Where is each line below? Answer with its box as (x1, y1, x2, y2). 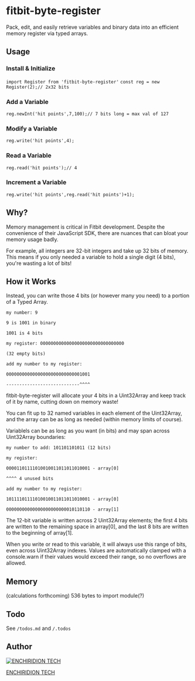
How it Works (6, 277, 56, 287)
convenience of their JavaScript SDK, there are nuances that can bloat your (6, 229, 189, 236)
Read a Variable (6, 152, 52, 160)
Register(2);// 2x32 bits (6, 84, 69, 90)
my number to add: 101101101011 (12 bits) (6, 445, 111, 451)
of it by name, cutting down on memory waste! (6, 398, 119, 405)
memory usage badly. (6, 236, 59, 243)
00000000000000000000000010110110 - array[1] (6, 506, 119, 512)
